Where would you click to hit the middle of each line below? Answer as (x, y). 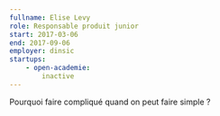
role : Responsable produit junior (74, 26)
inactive (58, 76)
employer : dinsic (42, 51)
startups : (28, 59)
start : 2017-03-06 (44, 34)
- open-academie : (58, 68)
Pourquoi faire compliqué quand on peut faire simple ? (110, 102)
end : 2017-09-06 (40, 43)
